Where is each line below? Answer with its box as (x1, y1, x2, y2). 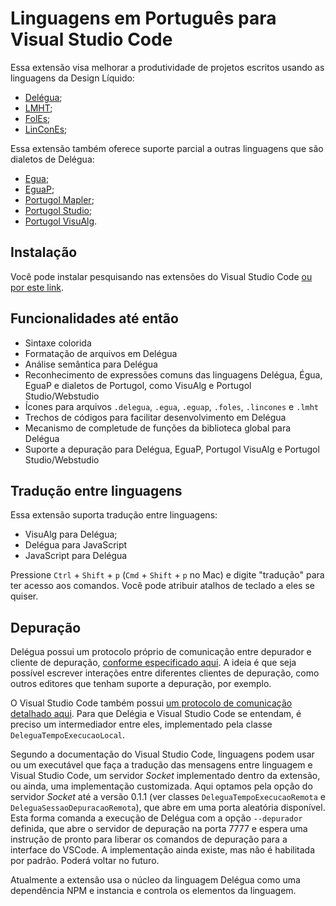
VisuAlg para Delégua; (24, 528, 118, 541)
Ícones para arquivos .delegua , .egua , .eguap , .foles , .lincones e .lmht (24, 400, 320, 412)
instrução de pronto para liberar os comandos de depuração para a (10, 833, 288, 846)
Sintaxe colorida (24, 337, 92, 349)
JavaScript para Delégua (24, 550, 128, 562)
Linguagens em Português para (10, 7, 277, 30)
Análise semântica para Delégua (24, 358, 158, 370)
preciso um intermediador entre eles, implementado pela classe (10, 718, 273, 731)
